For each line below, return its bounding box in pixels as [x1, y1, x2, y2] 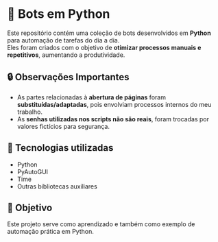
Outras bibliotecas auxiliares [16, 182, 97, 191]
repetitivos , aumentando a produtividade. [7, 51, 125, 59]
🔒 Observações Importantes [7, 71, 130, 83]
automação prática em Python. [7, 228, 94, 236]
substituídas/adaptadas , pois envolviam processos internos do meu [16, 100, 212, 108]
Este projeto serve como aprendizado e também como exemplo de [7, 220, 195, 228]
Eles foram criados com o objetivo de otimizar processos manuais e [7, 43, 202, 51]
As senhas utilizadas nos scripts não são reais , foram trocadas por [16, 114, 209, 123]
